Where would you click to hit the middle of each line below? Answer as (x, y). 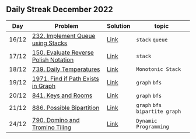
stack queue (152, 40)
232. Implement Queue (64, 35)
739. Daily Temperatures (66, 69)
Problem (66, 26)
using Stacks (50, 43)
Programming (153, 126)
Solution (119, 26)
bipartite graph (159, 111)
